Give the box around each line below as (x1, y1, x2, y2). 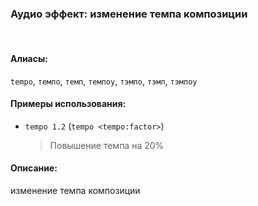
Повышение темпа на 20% (49, 139, 165, 151)
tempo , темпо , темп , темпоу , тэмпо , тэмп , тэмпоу (10, 75, 198, 87)
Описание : (10, 162, 58, 174)
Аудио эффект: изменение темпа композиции (10, 7, 248, 21)
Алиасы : (10, 52, 48, 64)
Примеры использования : (10, 98, 127, 110)
